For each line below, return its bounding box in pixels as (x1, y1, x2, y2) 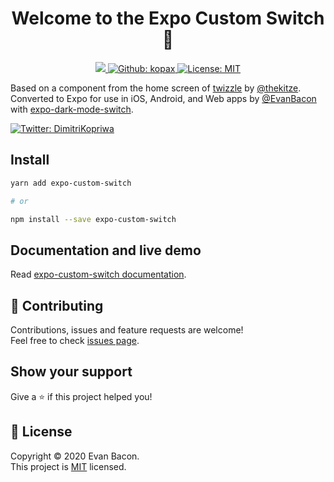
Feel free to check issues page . (10, 335, 140, 346)
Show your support (10, 363, 133, 381)
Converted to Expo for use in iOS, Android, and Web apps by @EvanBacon (10, 92, 317, 104)
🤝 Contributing (10, 297, 104, 314)
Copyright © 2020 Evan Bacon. (10, 450, 140, 462)
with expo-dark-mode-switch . (10, 103, 134, 115)
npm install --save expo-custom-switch (10, 214, 177, 224)
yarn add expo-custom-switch (10, 178, 132, 188)
